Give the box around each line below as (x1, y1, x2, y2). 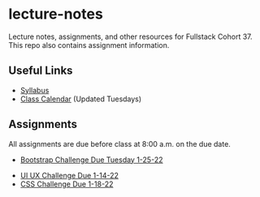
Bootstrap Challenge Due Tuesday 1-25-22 (19, 155, 163, 165)
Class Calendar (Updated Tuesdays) (19, 94, 142, 104)
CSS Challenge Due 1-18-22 (19, 179, 114, 189)
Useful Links (8, 64, 73, 78)
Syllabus (19, 85, 50, 95)
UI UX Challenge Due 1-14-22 (19, 170, 119, 180)
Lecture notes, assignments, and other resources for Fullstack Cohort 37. (8, 32, 253, 41)
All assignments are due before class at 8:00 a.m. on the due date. (8, 139, 232, 148)
